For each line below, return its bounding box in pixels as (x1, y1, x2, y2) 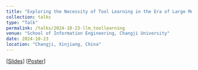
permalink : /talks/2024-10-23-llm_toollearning (6, 25, 126, 31)
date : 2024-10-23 (6, 36, 49, 42)
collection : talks (6, 14, 51, 20)
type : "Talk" (6, 19, 38, 25)
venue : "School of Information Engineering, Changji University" (6, 31, 170, 36)
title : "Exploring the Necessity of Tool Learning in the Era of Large (6, 8, 186, 15)
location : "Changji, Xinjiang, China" (6, 42, 101, 48)
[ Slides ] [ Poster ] (6, 57, 46, 65)
